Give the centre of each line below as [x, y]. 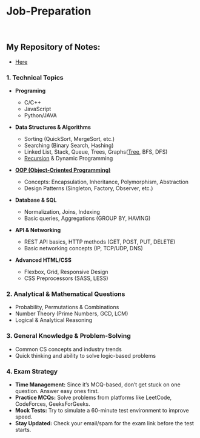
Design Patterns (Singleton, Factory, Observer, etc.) [88, 188]
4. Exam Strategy [32, 371]
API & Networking [38, 230]
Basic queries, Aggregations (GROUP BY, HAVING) [87, 218]
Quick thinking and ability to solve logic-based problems [85, 355]
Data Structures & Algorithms [53, 127]
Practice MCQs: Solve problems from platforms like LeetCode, [93, 397]
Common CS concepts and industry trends [68, 349]
